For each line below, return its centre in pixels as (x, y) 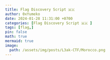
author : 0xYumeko (23, 14)
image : (12, 45)
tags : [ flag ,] (19, 28)
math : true (16, 37)
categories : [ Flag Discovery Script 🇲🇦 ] (49, 23)
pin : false (16, 32)
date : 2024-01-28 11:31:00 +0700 (39, 18)
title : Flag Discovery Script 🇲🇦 (40, 9)
